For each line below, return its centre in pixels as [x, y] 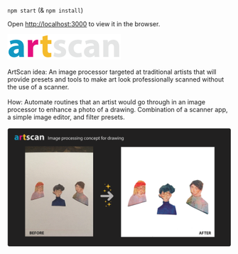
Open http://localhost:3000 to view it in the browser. [84, 24]
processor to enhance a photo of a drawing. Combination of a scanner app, [118, 110]
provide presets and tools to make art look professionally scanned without [116, 79]
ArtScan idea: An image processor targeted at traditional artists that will [112, 72]
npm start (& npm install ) [45, 10]
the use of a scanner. [38, 87]
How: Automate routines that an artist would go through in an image [107, 102]
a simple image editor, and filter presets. [66, 117]
